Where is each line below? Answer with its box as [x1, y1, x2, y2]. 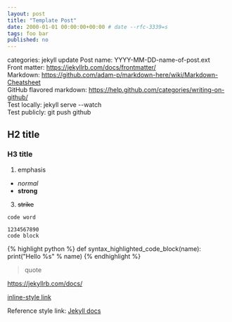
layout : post [7, 10, 46, 18]
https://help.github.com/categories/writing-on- [88, 86, 225, 94]
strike [17, 200, 34, 208]
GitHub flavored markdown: [7, 86, 87, 94]
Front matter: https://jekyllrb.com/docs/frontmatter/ [7, 63, 156, 72]
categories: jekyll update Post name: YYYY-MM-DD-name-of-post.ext [7, 56, 210, 64]
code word [7, 214, 37, 221]
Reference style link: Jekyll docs [7, 307, 101, 315]
